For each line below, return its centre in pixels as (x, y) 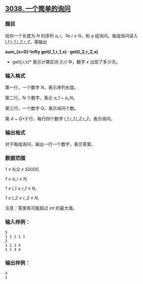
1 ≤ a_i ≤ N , (16, 179)
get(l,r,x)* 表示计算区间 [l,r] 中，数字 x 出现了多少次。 (66, 62)
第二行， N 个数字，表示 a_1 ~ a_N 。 (41, 98)
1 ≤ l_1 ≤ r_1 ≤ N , (21, 188)
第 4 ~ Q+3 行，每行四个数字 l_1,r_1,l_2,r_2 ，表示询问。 (60, 118)
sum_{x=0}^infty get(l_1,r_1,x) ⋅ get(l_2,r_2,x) (52, 52)
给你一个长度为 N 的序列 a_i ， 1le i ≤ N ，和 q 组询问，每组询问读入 (71, 35)
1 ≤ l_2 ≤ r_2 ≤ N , (22, 198)
